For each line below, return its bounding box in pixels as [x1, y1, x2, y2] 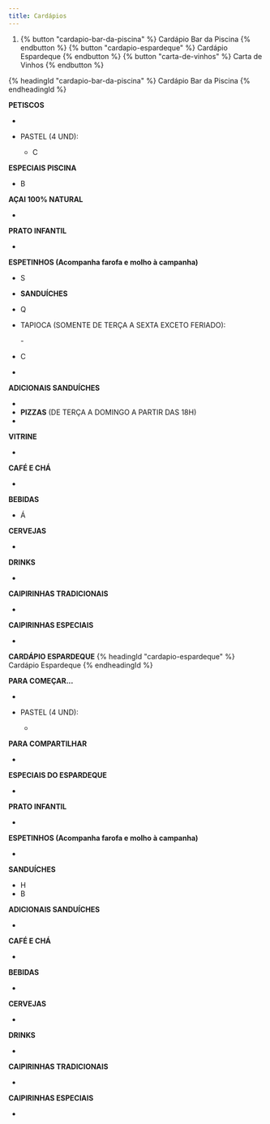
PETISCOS [8, 100, 45, 109]
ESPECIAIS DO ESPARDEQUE [8, 770, 108, 779]
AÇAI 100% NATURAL [8, 194, 84, 204]
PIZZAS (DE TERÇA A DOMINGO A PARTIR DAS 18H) [19, 407, 197, 417]
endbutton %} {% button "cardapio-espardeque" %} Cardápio [19, 42, 229, 53]
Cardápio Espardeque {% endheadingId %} [8, 660, 153, 670]
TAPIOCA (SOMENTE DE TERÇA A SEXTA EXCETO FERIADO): [19, 320, 226, 329]
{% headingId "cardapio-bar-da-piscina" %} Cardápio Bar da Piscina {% [8, 75, 251, 85]
